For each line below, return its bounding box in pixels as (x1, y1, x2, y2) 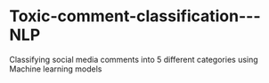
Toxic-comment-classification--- (9, 6, 261, 26)
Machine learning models (9, 64, 102, 74)
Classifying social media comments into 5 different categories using (9, 54, 258, 64)
